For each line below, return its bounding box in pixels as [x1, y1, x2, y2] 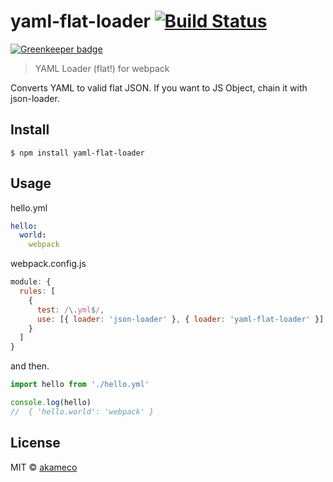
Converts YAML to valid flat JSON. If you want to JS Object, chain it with [10, 81, 308, 94]
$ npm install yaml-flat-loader [10, 148, 145, 158]
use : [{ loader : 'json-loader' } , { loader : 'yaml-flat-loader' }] [36, 314, 325, 324]
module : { [10, 277, 52, 287]
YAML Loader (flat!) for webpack [34, 62, 170, 74]
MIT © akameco [10, 461, 78, 473]
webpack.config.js [10, 258, 87, 270]
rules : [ [19, 286, 56, 297]
